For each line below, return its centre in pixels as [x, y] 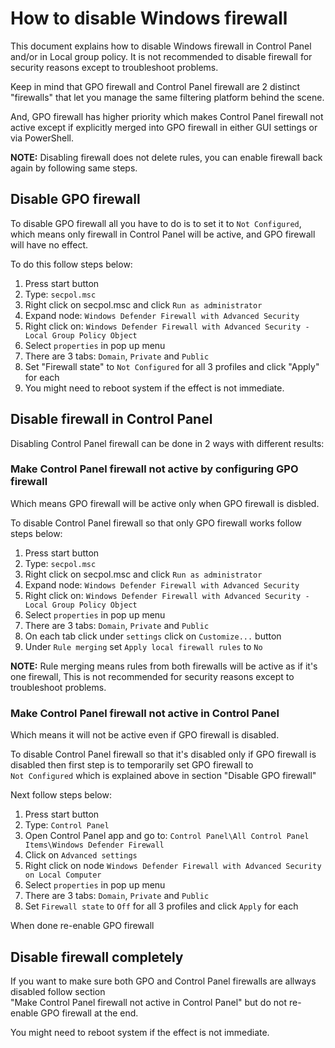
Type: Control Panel [67, 825]
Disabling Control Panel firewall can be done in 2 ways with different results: [167, 443]
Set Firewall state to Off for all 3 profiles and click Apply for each [161, 906]
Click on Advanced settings [81, 855]
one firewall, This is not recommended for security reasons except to [152, 676]
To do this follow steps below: [71, 264]
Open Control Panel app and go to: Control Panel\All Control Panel [167, 836]
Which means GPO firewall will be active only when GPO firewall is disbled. [165, 503]
